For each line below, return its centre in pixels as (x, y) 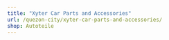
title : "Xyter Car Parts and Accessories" (69, 13)
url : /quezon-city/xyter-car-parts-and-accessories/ (85, 20)
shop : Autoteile (30, 26)
